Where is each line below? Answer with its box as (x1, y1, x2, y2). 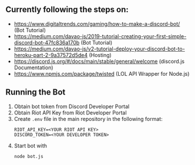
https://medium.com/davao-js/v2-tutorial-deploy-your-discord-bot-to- (14, 45, 186, 52)
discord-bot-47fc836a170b (14, 39, 80, 46)
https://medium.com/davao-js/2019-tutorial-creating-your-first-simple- (14, 32, 187, 40)
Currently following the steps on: (5, 5, 129, 15)
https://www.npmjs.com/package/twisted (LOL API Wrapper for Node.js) (14, 70, 190, 77)
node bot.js (14, 153, 43, 159)
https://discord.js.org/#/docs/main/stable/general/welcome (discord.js (14, 58, 185, 65)
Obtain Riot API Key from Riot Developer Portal (14, 109, 127, 116)
